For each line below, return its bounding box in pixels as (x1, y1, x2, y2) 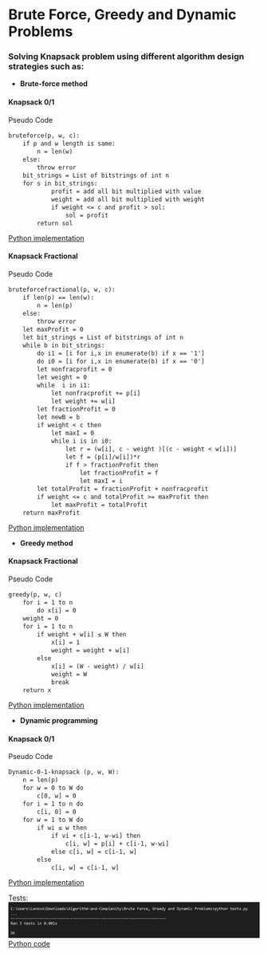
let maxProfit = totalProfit (50, 501, 148, 509)
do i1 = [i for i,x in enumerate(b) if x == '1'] (37, 349, 205, 357)
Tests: (8, 893, 29, 903)
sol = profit (65, 211, 109, 219)
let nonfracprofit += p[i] (50, 389, 141, 397)
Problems (8, 22, 73, 41)
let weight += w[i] (50, 397, 116, 405)
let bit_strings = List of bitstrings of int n (22, 333, 183, 341)
